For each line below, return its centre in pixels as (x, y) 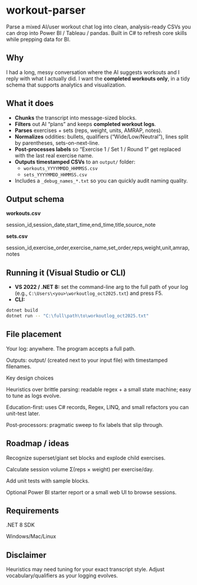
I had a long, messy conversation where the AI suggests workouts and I (93, 72)
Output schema (35, 199)
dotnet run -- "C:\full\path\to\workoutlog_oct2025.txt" (78, 316)
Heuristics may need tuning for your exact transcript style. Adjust (86, 570)
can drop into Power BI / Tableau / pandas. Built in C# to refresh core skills (97, 33)
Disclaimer (26, 555)
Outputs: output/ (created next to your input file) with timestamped (87, 360)
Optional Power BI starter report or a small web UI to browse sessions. (91, 492)
